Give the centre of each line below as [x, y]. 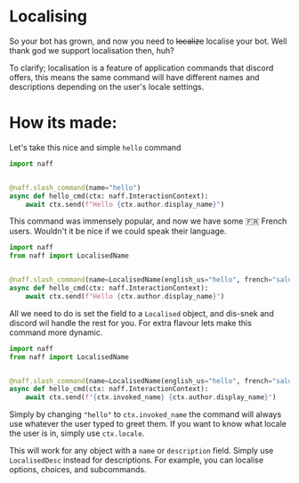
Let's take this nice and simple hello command [95, 147]
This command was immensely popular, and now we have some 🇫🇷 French [148, 221]
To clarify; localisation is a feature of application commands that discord [141, 68]
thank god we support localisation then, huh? [92, 50]
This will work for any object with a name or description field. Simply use [141, 451]
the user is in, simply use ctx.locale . [77, 433]
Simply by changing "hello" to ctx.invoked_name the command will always [145, 414]
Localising [48, 16]
